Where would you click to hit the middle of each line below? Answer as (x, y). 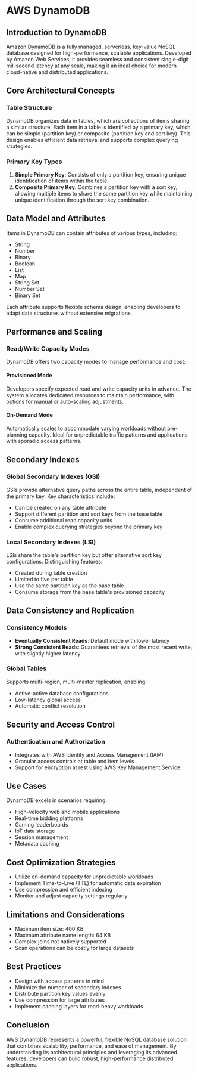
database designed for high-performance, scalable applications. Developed (99, 53)
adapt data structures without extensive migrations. (69, 313)
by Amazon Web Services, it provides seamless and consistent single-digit (98, 59)
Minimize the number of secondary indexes (68, 987)
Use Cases (26, 786)
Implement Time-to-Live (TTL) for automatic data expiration (88, 883)
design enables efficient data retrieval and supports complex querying (92, 140)
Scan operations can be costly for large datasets (74, 948)
